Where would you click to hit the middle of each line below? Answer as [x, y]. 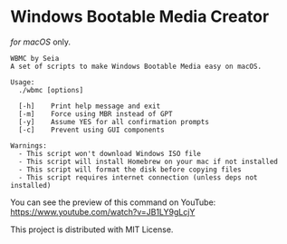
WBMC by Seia [35, 58]
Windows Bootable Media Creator [140, 17]
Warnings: [29, 146]
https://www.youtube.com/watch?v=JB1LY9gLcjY [103, 211]
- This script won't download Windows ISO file [110, 153]
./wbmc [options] [51, 90]
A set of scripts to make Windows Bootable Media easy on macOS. [136, 66]
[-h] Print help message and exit [90, 106]
